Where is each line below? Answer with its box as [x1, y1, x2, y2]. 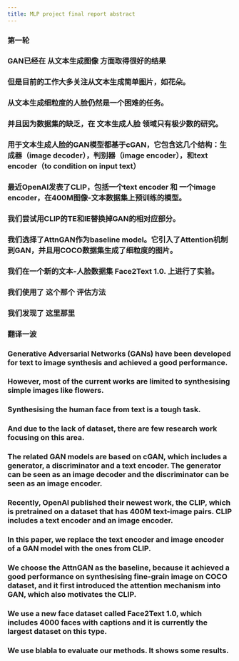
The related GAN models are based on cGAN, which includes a [7, 452, 228, 462]
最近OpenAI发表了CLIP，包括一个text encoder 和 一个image [7, 183, 216, 193]
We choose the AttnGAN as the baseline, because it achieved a [7, 563, 230, 573]
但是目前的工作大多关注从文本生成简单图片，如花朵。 [7, 77, 190, 87]
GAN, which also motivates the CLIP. [7, 589, 137, 599]
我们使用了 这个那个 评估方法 [7, 287, 106, 297]
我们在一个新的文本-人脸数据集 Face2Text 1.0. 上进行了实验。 [7, 266, 219, 276]
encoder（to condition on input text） [7, 161, 141, 171]
